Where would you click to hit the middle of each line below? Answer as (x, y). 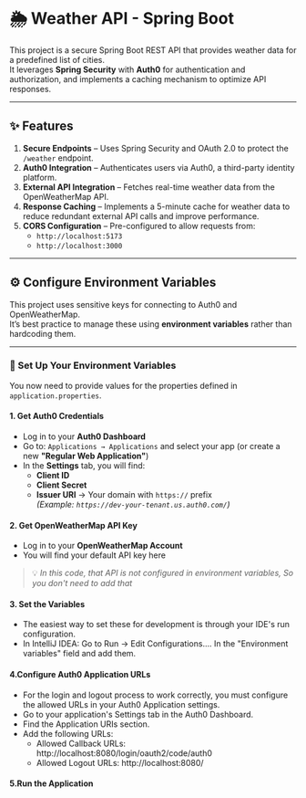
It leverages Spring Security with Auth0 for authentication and (127, 69)
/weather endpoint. (58, 158)
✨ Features (41, 126)
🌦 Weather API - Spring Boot (122, 19)
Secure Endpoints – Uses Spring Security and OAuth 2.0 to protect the (155, 148)
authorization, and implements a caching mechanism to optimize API (138, 79)
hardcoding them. (43, 333)
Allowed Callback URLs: (81, 743)
